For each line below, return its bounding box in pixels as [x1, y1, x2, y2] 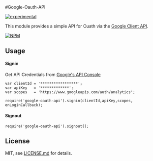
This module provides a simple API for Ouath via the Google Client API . [5, 23, 149, 29]
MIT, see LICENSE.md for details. [5, 150, 72, 156]
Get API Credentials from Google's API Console [5, 71, 101, 78]
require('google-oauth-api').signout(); [5, 124, 90, 129]
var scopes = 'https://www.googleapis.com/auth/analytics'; [5, 89, 135, 95]
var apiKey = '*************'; [5, 85, 74, 90]
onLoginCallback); [5, 103, 43, 107]
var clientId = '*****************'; [5, 81, 83, 86]
